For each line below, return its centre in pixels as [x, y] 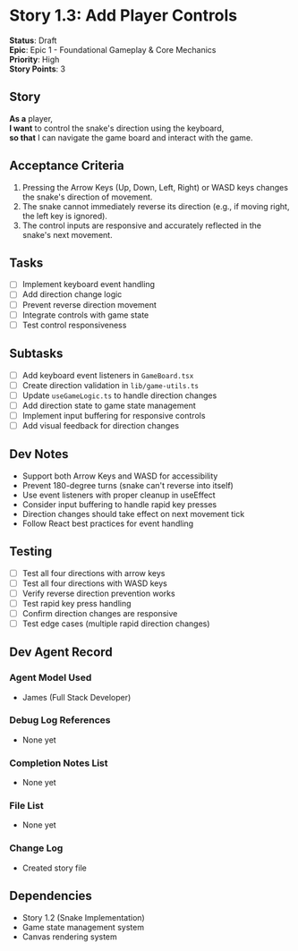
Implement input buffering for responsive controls [114, 415]
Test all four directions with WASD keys [94, 583]
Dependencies [51, 896]
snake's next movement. [68, 234]
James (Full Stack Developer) [77, 697]
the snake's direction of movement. [87, 197]
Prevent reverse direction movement [89, 304]
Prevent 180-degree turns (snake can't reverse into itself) [128, 485]
